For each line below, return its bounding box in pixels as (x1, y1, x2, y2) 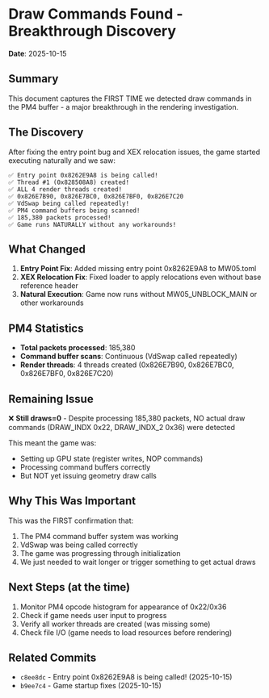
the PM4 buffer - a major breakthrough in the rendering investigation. (8, 102, 239, 111)
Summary (8, 72, 59, 86)
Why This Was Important (8, 494, 137, 508)
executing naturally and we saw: (8, 155, 116, 165)
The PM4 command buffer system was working (19, 531, 179, 541)
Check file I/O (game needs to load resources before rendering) (19, 627, 233, 637)
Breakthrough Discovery (8, 22, 176, 40)
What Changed (8, 242, 86, 256)
